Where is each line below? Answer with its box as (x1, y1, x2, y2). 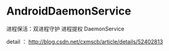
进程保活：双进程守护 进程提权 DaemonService (6, 25, 124, 32)
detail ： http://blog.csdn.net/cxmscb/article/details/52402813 (6, 38, 164, 45)
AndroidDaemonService (6, 4, 131, 18)
